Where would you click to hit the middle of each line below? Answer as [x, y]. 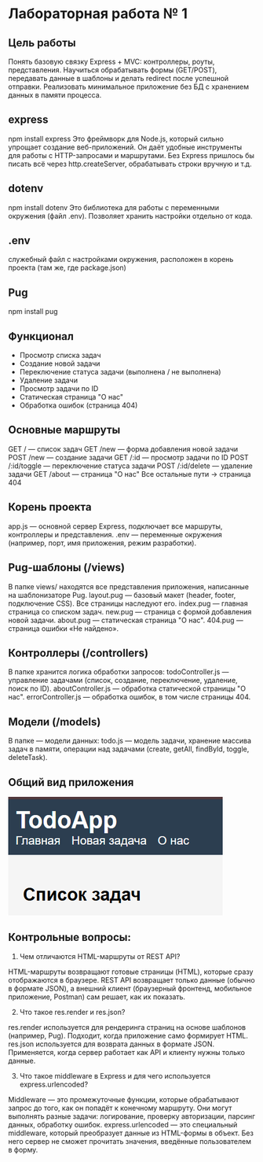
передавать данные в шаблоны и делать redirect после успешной [119, 78]
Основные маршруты [64, 430]
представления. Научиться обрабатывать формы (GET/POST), [113, 70]
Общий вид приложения [71, 782]
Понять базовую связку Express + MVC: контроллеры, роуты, [111, 61]
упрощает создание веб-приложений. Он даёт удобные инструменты [125, 147]
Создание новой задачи [60, 363]
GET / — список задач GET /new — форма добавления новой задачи [123, 448]
